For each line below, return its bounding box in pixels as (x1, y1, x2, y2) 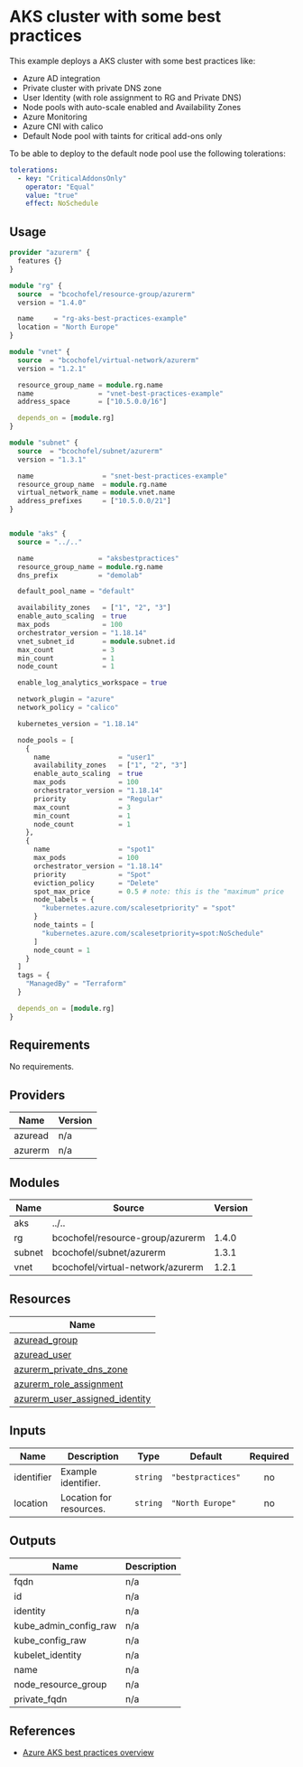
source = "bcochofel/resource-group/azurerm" (17, 289, 196, 299)
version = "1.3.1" (17, 454, 87, 464)
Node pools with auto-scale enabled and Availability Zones (22, 101, 242, 112)
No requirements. (9, 1061, 75, 1072)
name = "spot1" (32, 845, 155, 855)
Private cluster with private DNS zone (22, 82, 162, 93)
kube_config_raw (14, 1633, 87, 1646)
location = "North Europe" (17, 323, 119, 332)
